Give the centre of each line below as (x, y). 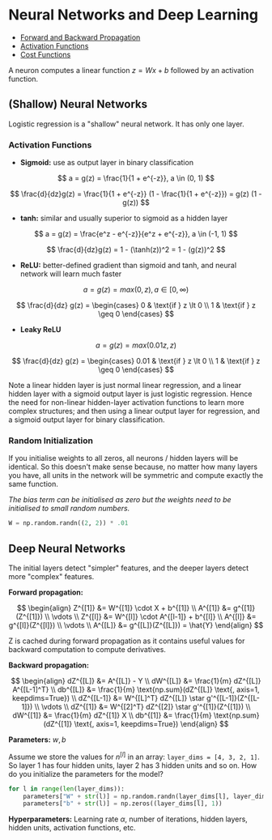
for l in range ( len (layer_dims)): (67, 789)
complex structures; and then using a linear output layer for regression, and (134, 411)
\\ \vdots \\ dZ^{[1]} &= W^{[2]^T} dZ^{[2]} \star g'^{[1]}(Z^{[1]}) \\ (142, 707)
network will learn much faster (71, 274)
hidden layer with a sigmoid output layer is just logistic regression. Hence (130, 394)
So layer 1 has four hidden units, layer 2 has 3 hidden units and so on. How (133, 765)
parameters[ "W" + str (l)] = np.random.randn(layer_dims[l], (126, 796)
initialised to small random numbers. (69, 509)
